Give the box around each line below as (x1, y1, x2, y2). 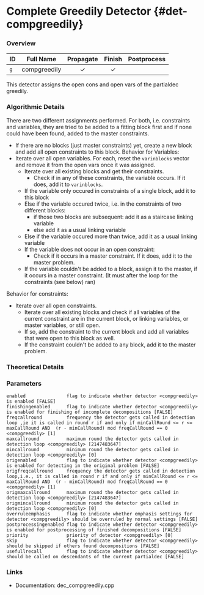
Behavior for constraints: (6, 290, 68, 297)
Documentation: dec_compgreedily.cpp (15, 582, 115, 589)
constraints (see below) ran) (24, 278, 96, 285)
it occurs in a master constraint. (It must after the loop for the (24, 271, 178, 279)
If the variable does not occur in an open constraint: (24, 245, 155, 253)
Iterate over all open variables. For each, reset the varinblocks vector (15, 154, 190, 162)
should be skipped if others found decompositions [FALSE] (6, 543, 160, 549)
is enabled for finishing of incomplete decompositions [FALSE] (6, 409, 173, 415)
